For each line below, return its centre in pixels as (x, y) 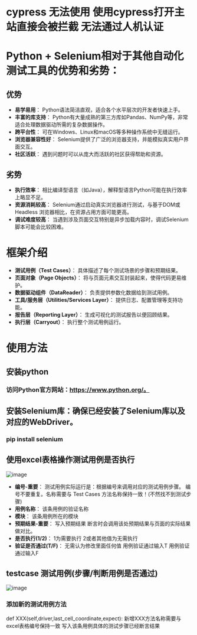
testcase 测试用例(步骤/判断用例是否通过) (82, 573)
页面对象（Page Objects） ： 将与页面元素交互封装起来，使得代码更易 (98, 278)
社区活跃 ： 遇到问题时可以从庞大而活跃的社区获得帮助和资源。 (90, 154)
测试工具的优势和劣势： (63, 71)
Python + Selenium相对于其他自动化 (95, 56)
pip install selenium (35, 439)
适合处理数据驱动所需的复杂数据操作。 (61, 125)
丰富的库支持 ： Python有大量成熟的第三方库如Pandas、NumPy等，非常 (101, 117)
